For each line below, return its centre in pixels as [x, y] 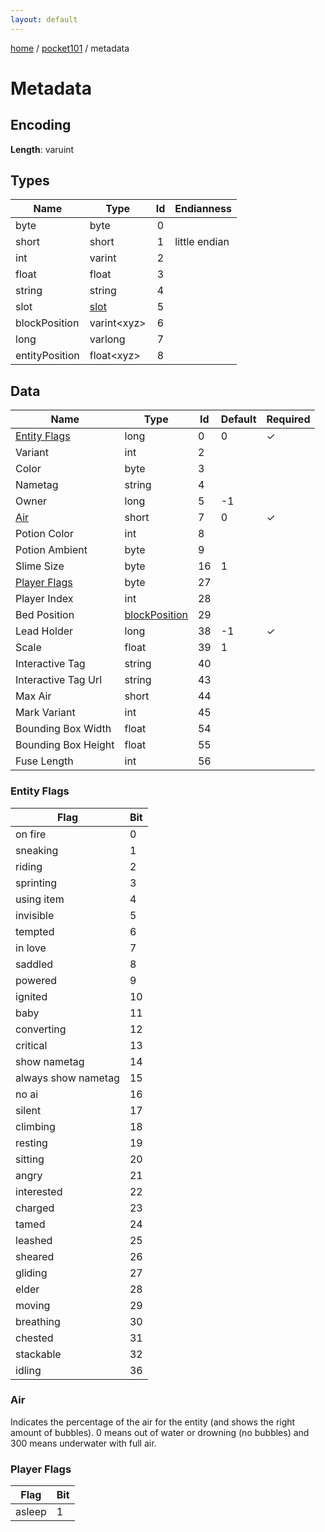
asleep [31, 1512]
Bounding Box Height [65, 745]
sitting [30, 1159]
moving [33, 1305]
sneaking [37, 850]
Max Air [33, 696]
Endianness [203, 209]
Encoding [41, 125]
